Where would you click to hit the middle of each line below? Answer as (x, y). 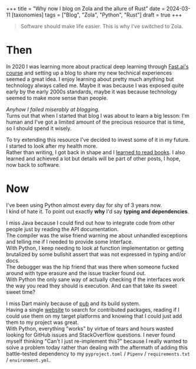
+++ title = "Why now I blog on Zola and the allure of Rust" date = (86, 9)
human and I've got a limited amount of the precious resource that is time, (96, 122)
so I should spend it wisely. (39, 128)
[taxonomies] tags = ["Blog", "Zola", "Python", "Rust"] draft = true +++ (97, 15)
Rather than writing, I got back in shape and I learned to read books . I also (96, 152)
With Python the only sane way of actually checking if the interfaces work (96, 279)
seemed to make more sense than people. (57, 98)
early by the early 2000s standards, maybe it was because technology (92, 92)
